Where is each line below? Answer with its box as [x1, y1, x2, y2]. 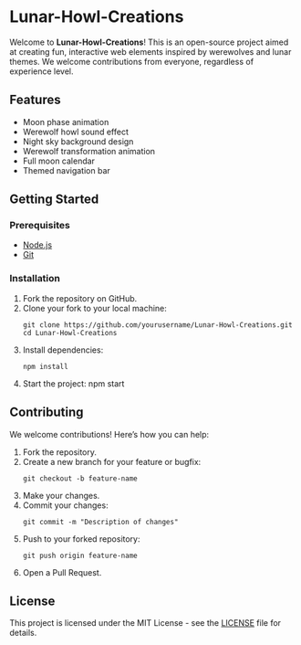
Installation [9, 272, 61, 285]
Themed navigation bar [22, 164, 111, 175]
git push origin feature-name [22, 551, 139, 560]
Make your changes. [22, 490, 100, 501]
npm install [22, 362, 68, 371]
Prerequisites [9, 219, 70, 232]
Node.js [22, 239, 53, 250]
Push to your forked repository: [22, 533, 140, 545]
